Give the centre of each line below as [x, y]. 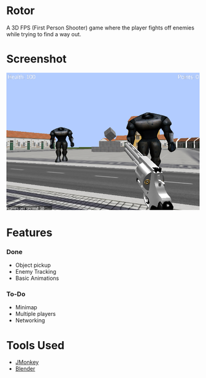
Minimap [26, 307]
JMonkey [27, 362]
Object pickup [33, 265]
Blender [25, 369]
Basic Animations [37, 278]
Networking [30, 320]
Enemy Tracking [36, 272]
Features [29, 232]
